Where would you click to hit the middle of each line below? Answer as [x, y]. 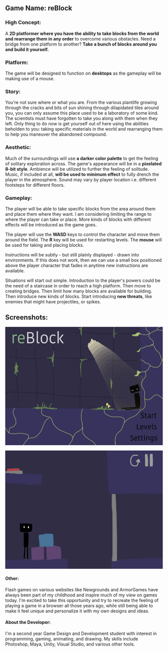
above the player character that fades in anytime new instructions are [77, 265]
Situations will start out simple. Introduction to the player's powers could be [83, 280]
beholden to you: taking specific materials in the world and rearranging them [84, 129]
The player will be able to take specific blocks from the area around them [80, 209]
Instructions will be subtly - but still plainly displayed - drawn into [72, 254]
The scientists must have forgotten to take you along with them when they [81, 118]
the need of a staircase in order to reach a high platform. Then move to [78, 285]
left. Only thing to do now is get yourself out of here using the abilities [77, 124]
